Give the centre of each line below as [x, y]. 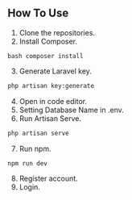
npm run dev [27, 163]
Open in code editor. [53, 101]
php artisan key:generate [51, 85]
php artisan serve [38, 133]
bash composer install [45, 56]
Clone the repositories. [57, 32]
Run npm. [35, 148]
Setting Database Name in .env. [71, 110]
